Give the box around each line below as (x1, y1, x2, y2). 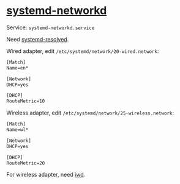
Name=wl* (6, 127, 29, 133)
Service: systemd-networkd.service (6, 24, 95, 31)
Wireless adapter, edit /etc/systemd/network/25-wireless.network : (6, 109, 174, 116)
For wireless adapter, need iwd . (6, 171, 86, 179)
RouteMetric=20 (6, 160, 45, 166)
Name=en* (6, 65, 29, 71)
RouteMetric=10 (6, 98, 45, 104)
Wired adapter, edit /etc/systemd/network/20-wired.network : (6, 47, 159, 55)
